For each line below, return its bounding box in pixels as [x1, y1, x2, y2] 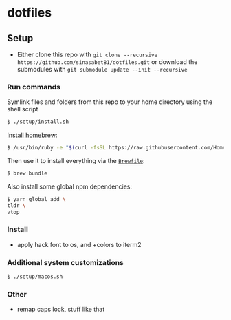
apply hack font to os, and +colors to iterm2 [16, 240, 142, 248]
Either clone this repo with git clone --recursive [16, 50, 158, 58]
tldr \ [7, 202, 26, 209]
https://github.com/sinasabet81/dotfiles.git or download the [16, 58, 198, 66]
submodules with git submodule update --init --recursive [16, 65, 188, 73]
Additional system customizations [7, 257, 124, 267]
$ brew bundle [7, 170, 48, 177]
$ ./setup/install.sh [7, 118, 69, 125]
